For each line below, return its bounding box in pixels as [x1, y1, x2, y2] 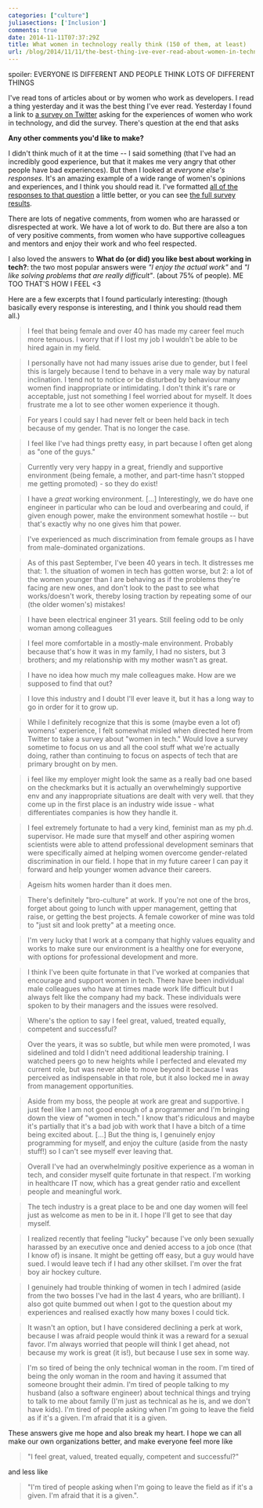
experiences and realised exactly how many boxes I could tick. [27, 1308, 229, 1316]
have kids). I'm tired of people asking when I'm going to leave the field [27, 1405, 254, 1414]
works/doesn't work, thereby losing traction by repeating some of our [27, 591, 252, 601]
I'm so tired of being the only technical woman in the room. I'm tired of [27, 1363, 254, 1372]
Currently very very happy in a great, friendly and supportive [27, 463, 224, 471]
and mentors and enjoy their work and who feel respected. [8, 239, 197, 248]
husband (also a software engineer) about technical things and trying [27, 1388, 250, 1397]
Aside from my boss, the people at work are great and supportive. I [27, 1096, 244, 1106]
